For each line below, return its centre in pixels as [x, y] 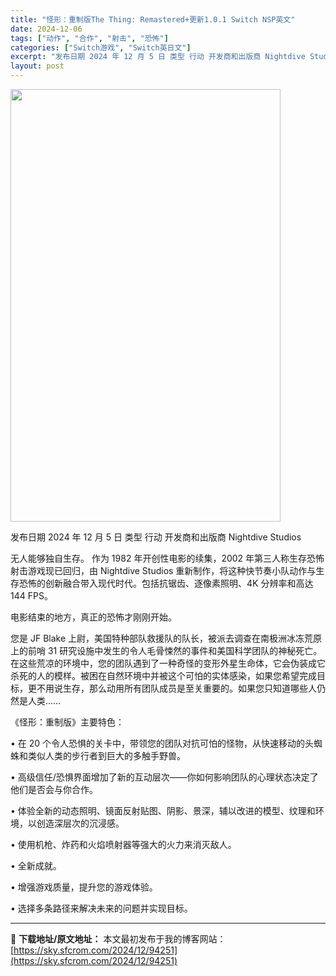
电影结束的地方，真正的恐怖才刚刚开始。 [93, 617]
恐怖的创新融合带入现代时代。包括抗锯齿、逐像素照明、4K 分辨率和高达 [166, 583]
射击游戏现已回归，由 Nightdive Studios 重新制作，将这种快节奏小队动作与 [163, 570]
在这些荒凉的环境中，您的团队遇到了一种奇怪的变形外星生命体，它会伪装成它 [168, 663]
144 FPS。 [31, 595]
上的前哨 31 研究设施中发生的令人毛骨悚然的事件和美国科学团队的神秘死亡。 [166, 650]
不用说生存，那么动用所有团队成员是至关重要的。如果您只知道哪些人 [176, 688]
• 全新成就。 [36, 865]
